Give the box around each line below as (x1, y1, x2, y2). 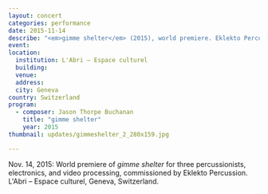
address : (15, 78, 45, 86)
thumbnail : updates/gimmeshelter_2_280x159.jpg (8, 130, 170, 138)
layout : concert (8, 11, 62, 20)
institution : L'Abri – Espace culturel (15, 57, 148, 65)
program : (8, 101, 37, 109)
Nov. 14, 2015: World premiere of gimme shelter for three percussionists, (8, 159, 246, 168)
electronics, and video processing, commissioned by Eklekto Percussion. (8, 168, 249, 177)
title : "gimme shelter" (22, 116, 102, 124)
